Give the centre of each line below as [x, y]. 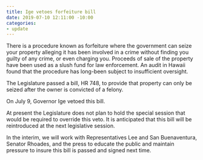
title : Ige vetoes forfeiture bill [51, 12]
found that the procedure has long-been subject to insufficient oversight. [97, 72]
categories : [21, 23]
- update [17, 29]
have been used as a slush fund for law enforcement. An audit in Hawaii [96, 65]
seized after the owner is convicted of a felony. [65, 90]
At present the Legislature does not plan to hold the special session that [96, 113]
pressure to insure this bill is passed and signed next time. [79, 150]
